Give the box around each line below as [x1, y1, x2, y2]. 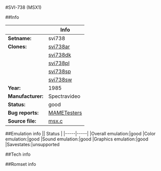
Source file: [8, 118, 37, 124]
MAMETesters [48, 109, 83, 116]
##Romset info [5, 161, 37, 167]
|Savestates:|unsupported [5, 141, 60, 147]
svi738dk [48, 51, 71, 58]
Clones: [8, 43, 27, 50]
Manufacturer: [8, 93, 44, 100]
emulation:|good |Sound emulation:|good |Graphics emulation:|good [5, 136, 149, 142]
